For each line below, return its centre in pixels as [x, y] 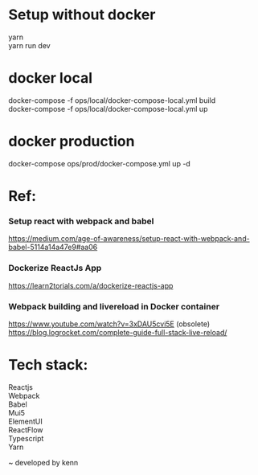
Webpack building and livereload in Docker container [114, 306]
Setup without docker [82, 15]
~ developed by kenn [43, 462]
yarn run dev [29, 45]
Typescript [26, 438]
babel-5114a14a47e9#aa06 [53, 248]
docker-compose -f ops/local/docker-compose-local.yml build [112, 100]
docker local [50, 78]
